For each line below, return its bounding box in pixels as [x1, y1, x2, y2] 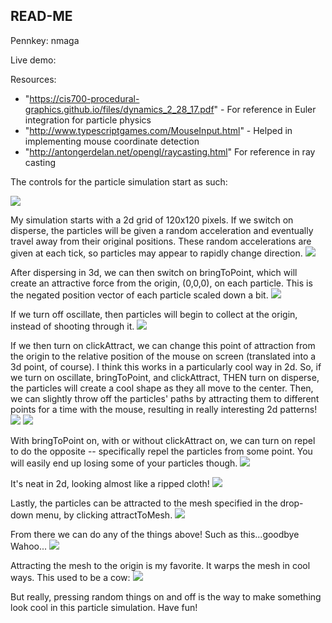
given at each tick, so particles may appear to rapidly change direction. [10, 247, 303, 259]
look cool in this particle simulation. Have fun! [10, 601, 198, 613]
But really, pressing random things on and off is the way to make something [10, 590, 322, 603]
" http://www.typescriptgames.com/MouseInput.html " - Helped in [24, 124, 293, 136]
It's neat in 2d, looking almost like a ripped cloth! [10, 477, 210, 489]
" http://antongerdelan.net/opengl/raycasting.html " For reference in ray [24, 145, 316, 158]
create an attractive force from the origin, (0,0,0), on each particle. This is [10, 277, 313, 289]
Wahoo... [10, 540, 48, 552]
